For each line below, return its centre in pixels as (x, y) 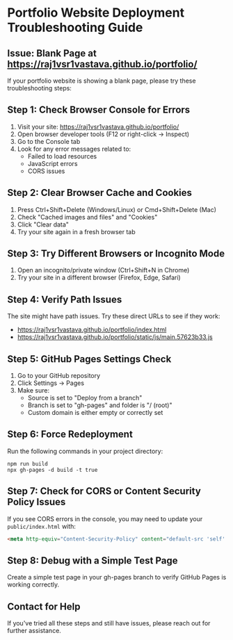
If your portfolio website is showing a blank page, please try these (102, 81)
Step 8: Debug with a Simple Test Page (93, 560)
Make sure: (33, 391)
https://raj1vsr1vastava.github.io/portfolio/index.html (92, 330)
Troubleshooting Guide (75, 27)
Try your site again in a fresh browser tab (76, 231)
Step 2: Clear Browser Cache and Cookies (100, 193)
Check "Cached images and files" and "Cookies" (87, 217)
